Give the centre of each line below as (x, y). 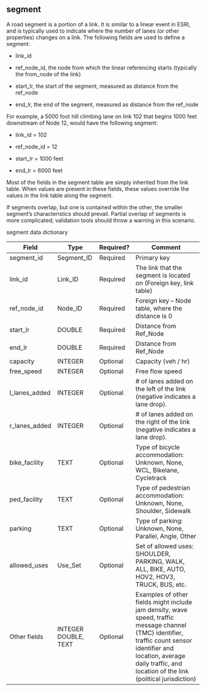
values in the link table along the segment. (60, 195)
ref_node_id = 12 (36, 147)
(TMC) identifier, (160, 633)
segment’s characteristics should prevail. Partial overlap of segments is (96, 214)
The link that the (159, 268)
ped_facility (26, 499)
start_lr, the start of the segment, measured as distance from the (97, 86)
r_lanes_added (30, 425)
